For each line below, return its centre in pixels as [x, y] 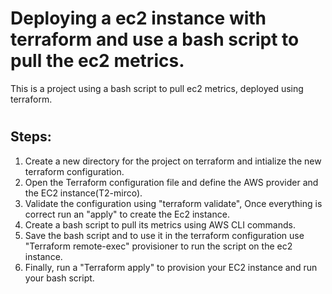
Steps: [31, 137]
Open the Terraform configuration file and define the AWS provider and [171, 182]
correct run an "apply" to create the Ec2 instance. [127, 214]
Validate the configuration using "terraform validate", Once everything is [173, 203]
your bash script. [59, 278]
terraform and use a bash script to [155, 39]
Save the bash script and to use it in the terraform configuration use [164, 235]
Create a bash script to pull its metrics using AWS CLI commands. [160, 224]
